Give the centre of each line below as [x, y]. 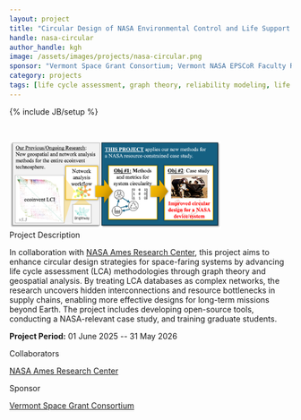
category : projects [46, 76]
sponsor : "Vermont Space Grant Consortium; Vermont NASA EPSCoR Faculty [148, 66]
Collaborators [34, 354]
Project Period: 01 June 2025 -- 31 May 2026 [93, 337]
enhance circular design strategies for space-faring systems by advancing [147, 262]
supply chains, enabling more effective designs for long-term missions [140, 300]
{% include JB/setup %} [54, 111]
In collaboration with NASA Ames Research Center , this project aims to [140, 253]
